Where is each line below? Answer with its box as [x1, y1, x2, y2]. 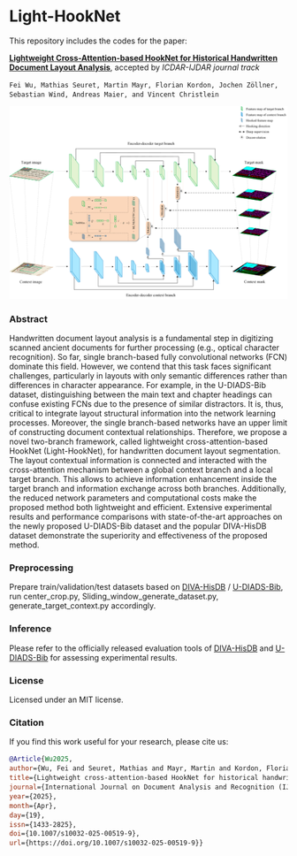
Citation [9, 716, 44, 729]
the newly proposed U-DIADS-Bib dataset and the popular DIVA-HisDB [9, 521, 267, 531]
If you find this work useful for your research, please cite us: [9, 737, 229, 747]
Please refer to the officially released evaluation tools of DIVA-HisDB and [9, 643, 274, 653]
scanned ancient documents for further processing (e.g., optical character [9, 342, 280, 353]
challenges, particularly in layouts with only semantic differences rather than [9, 371, 287, 381]
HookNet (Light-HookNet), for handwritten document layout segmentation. [9, 446, 281, 456]
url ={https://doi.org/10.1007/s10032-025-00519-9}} [9, 838, 203, 848]
